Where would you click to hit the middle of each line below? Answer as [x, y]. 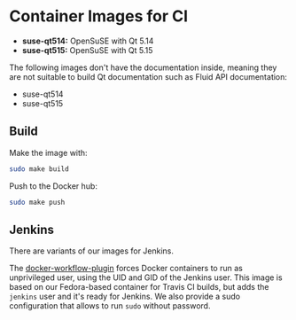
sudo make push [37, 202]
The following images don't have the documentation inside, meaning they [143, 67]
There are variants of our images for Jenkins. [92, 251]
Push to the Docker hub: [53, 186]
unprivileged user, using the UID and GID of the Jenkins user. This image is [146, 277]
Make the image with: [48, 152]
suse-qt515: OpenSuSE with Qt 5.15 [87, 50]
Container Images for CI [99, 16]
